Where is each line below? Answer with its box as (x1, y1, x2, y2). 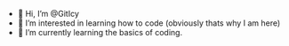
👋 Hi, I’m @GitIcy (17, 9, 80, 19)
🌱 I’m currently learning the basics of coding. (17, 27, 183, 37)
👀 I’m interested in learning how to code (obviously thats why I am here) (17, 18, 281, 28)
